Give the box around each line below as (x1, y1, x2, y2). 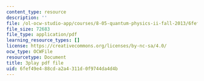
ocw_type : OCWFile (6, 49, 53, 55)
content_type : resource (6, 9, 67, 15)
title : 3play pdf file (6, 60, 64, 66)
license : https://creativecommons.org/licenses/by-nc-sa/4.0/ (6, 43, 167, 49)
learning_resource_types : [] (6, 37, 80, 43)
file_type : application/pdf (6, 32, 78, 38)
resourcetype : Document (6, 54, 67, 60)
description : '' (6, 15, 47, 21)
